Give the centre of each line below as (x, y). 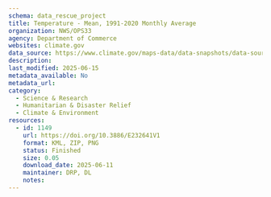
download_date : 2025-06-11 (68, 166)
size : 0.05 (41, 158)
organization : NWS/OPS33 (50, 31)
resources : (27, 121)
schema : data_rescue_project (57, 16)
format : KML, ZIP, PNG (61, 143)
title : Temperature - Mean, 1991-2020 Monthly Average (102, 23)
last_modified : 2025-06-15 (54, 68)
